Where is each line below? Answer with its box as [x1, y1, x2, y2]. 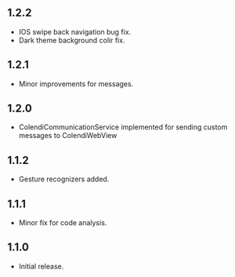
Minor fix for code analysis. [18, 218, 107, 228]
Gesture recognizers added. [18, 174, 110, 184]
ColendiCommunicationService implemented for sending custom [18, 122, 228, 132]
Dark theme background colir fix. [18, 35, 125, 45]
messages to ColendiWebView [18, 131, 117, 140]
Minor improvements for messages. [18, 78, 134, 89]
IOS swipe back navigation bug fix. [18, 27, 132, 36]
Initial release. [18, 261, 64, 271]
